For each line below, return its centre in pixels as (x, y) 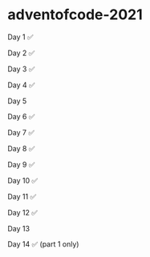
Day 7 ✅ (21, 132)
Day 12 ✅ (22, 212)
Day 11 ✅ (22, 196)
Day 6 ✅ (21, 116)
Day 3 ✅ (21, 69)
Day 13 (18, 228)
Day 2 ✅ (21, 53)
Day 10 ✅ (22, 180)
